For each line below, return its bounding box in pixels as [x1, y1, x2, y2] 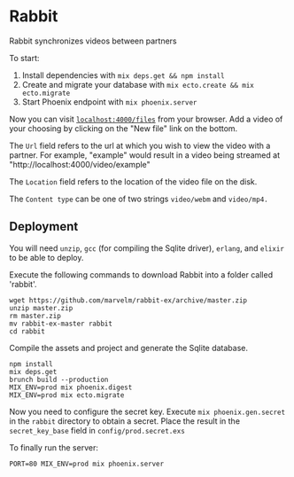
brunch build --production [9, 375, 109, 384]
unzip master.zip [9, 303, 73, 312]
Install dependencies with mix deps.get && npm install [21, 69, 226, 81]
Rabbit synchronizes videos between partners [9, 35, 177, 46]
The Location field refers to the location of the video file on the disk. [9, 176, 258, 187]
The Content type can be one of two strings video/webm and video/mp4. [9, 193, 268, 204]
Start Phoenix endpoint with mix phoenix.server [21, 96, 197, 107]
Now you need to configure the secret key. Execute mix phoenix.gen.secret [9, 406, 286, 417]
